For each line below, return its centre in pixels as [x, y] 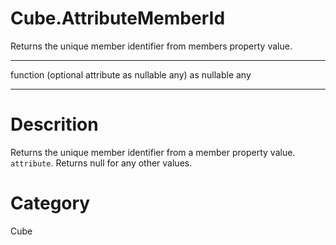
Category [50, 203]
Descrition [54, 124]
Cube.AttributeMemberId [118, 18]
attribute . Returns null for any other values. [101, 163]
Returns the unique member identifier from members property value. [151, 46]
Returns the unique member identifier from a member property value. [153, 152]
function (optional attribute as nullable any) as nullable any [131, 74]
